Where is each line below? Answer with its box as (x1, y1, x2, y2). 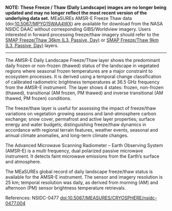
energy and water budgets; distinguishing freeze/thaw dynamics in (5, 121, 147, 128)
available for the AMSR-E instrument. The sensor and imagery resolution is (5, 174, 163, 180)
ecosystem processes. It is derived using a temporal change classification (5, 74, 162, 79)
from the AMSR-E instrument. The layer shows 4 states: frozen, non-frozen (5, 85, 164, 90)
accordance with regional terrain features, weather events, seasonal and (5, 127, 158, 133)
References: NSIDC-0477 (5, 195, 59, 201)
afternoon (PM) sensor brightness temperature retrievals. (5, 185, 126, 191)
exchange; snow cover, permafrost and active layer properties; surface (5, 116, 155, 122)
